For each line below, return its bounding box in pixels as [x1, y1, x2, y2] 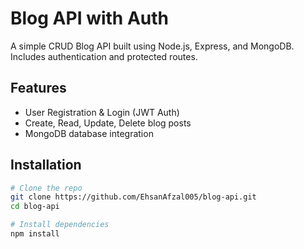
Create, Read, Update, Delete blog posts [24, 117, 192, 129]
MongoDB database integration [24, 127, 154, 139]
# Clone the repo [10, 183, 83, 193]
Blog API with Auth [10, 7, 170, 30]
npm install [10, 229, 60, 239]
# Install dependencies [10, 220, 110, 230]
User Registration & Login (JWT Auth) [24, 106, 180, 118]
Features [10, 80, 67, 97]
